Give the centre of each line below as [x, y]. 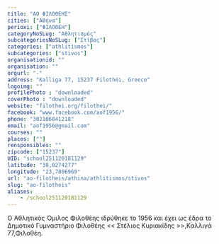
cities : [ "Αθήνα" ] [34, 21]
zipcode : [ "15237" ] [36, 152]
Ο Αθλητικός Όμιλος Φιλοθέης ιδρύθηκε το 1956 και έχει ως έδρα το [109, 218]
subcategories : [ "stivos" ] [47, 54]
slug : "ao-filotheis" [39, 185]
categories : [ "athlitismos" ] [50, 47]
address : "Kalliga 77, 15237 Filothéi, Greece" [79, 80]
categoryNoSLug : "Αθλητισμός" [52, 34]
